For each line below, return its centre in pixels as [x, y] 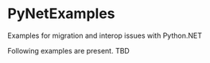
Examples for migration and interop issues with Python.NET [105, 35]
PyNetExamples [62, 14]
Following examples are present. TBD [69, 50]
